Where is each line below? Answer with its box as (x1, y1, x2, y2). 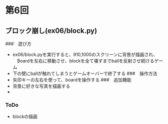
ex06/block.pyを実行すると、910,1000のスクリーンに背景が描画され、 (12, 52, 158, 57)
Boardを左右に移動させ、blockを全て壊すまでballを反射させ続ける (17, 58, 155, 64)
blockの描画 (12, 113, 38, 119)
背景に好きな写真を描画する (12, 83, 71, 89)
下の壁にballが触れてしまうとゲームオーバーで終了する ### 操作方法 (12, 70, 157, 76)
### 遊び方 (5, 41, 32, 47)
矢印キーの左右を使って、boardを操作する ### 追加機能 (12, 77, 132, 82)
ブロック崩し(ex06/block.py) (5, 26, 97, 35)
